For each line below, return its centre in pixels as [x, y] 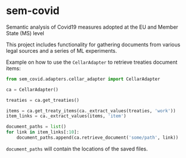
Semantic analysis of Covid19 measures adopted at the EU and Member [92, 27]
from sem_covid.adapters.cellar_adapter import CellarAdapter [83, 79]
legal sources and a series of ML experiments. [62, 50]
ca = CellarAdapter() [32, 90]
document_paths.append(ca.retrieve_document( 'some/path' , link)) [98, 138]
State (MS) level [25, 33]
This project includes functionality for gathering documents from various [93, 44]
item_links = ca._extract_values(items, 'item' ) [66, 116]
